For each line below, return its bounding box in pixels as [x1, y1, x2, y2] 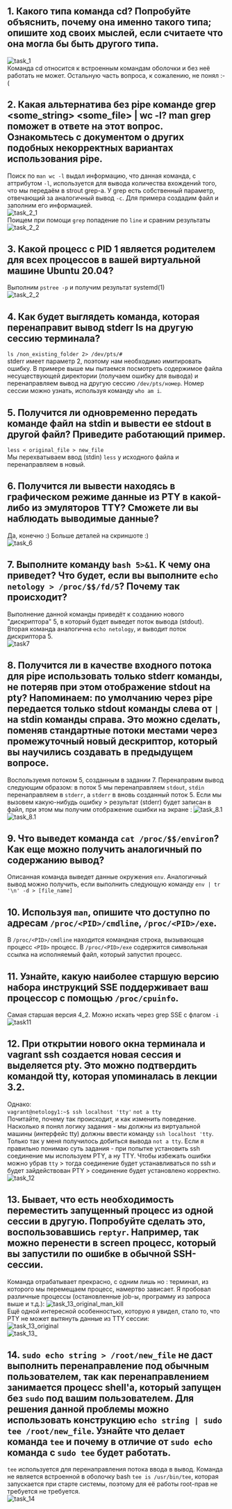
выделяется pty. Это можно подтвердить [7, 1060, 197, 1072]
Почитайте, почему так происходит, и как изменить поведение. [7, 1115, 197, 1123]
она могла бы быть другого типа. [7, 38, 159, 50]
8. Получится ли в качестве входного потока [7, 660, 212, 672]
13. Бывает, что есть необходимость [7, 1194, 174, 1206]
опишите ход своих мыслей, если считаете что [7, 27, 224, 39]
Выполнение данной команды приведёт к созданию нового [7, 610, 184, 618]
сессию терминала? [7, 333, 101, 344]
